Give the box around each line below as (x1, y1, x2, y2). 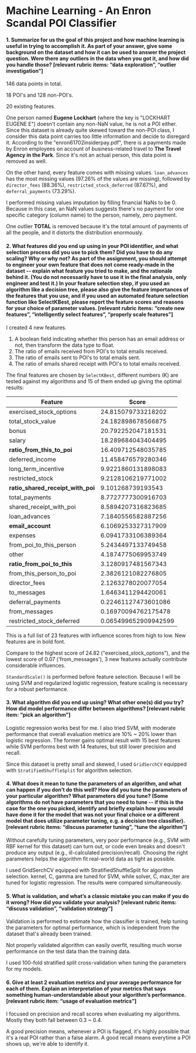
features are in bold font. (6, 638, 66, 645)
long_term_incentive (9, 464, 64, 473)
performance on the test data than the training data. (6, 948, 131, 955)
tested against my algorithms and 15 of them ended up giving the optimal (6, 377, 182, 384)
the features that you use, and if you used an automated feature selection (6, 292, 188, 299)
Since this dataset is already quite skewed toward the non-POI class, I (6, 127, 174, 134)
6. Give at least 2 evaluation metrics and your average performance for (6, 979, 182, 986)
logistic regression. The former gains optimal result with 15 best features (6, 737, 180, 744)
